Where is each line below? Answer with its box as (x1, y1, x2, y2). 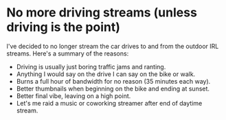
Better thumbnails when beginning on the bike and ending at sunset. (16, 84, 210, 93)
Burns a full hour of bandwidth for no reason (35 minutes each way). (16, 77, 211, 85)
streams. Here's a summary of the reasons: (6, 49, 129, 58)
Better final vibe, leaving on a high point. (16, 91, 131, 100)
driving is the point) (6, 19, 121, 35)
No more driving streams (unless (6, 5, 197, 21)
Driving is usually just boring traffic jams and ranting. (16, 62, 166, 71)
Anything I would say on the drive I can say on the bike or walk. (16, 70, 196, 78)
